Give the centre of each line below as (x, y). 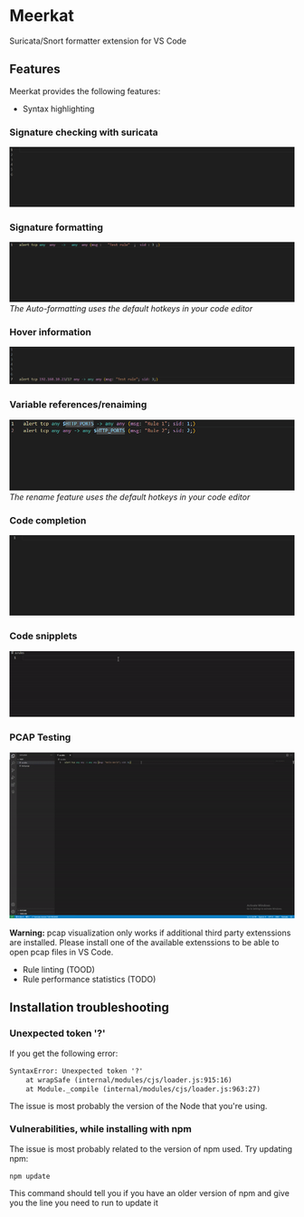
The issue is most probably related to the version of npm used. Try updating (151, 1149)
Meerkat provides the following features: (85, 91)
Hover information (51, 331)
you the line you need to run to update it (84, 1203)
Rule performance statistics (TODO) (89, 979)
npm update (30, 1176)
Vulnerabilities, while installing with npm (100, 1129)
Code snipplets (43, 637)
